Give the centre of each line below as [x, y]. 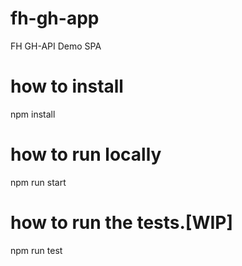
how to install [67, 86]
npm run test [36, 250]
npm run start [38, 182]
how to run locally [86, 154]
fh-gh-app [55, 18]
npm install [33, 114]
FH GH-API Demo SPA [56, 46]
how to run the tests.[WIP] [121, 223]
